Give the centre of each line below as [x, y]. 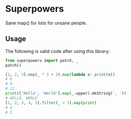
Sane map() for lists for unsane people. [46, 23]
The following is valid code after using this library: [58, 51]
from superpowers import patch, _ [42, 61]
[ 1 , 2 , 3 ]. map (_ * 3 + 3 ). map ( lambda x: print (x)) [60, 74]
